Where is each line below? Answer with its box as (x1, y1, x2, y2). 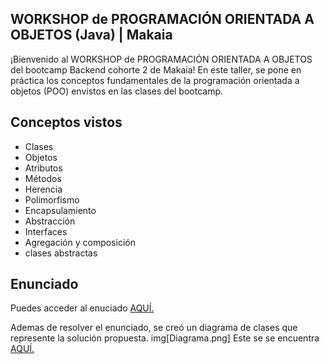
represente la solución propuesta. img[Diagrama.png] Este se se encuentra (10, 332, 320, 344)
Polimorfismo (24, 193, 80, 206)
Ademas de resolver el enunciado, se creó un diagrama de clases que (10, 322, 298, 334)
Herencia (24, 183, 63, 195)
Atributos (24, 162, 63, 174)
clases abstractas (24, 247, 98, 259)
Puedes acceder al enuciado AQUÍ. (10, 302, 155, 314)
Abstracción (24, 215, 76, 227)
